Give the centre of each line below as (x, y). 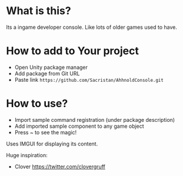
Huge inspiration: (27, 155)
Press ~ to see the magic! (46, 132)
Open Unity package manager (51, 67)
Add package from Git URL (47, 73)
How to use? (37, 104)
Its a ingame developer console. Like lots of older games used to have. (92, 27)
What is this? (39, 11)
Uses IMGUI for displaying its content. (52, 144)
